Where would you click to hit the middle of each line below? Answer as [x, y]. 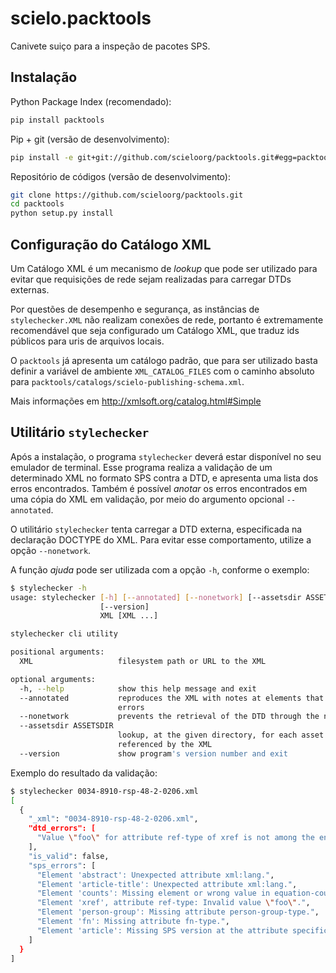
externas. [30, 289]
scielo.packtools [81, 18]
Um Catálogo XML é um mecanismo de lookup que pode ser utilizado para [164, 268]
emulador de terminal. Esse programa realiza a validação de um [141, 467]
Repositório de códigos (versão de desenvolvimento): [120, 176]
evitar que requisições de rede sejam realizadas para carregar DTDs [151, 279]
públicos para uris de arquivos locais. [87, 341]
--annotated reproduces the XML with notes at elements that [172, 698]
